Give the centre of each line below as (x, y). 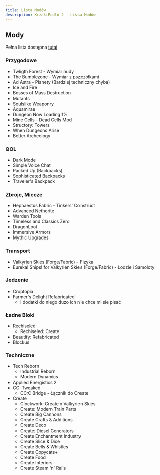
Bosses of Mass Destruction (42, 93)
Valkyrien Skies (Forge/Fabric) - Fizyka (53, 262)
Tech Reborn (26, 366)
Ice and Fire (25, 87)
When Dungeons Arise (36, 130)
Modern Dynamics (39, 377)
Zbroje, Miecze (24, 194)
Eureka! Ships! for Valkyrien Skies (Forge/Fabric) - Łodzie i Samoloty (84, 267)
